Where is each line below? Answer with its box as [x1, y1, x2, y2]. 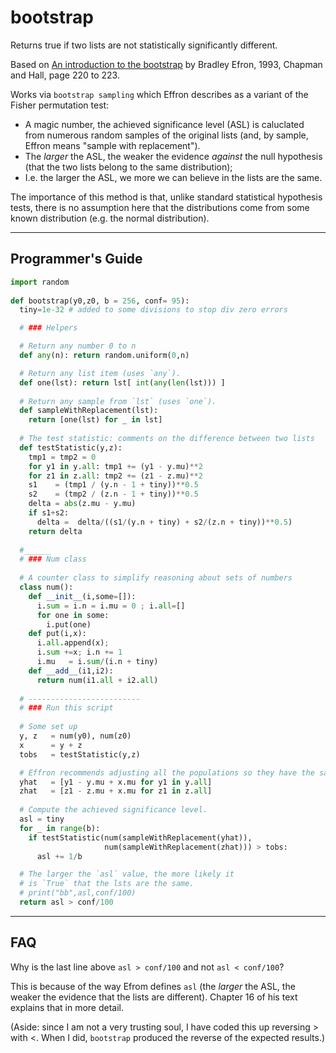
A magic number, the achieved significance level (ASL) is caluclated [24, 118, 305, 130]
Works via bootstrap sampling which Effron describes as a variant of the [10, 88, 309, 100]
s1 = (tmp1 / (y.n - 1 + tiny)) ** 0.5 [28, 480, 199, 490]
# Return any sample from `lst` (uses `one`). [19, 396, 217, 406]
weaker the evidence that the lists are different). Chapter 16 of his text [10, 991, 298, 1003]
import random [10, 277, 70, 287]
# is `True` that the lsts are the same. [19, 879, 195, 889]
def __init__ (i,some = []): [28, 591, 137, 601]
